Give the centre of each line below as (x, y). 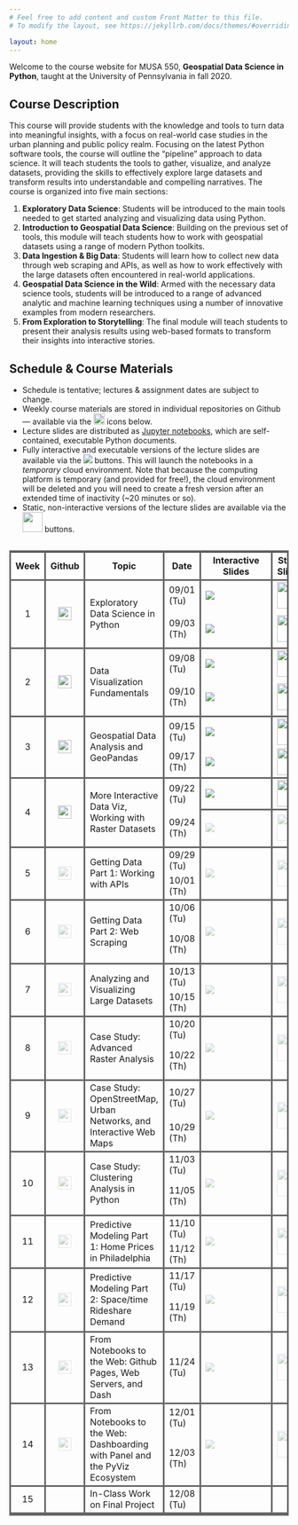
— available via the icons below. (87, 421)
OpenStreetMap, (124, 1098)
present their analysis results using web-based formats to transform (146, 331)
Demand (108, 1321)
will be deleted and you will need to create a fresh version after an (143, 488)
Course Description (64, 104)
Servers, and (117, 1383)
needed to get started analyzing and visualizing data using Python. (144, 218)
